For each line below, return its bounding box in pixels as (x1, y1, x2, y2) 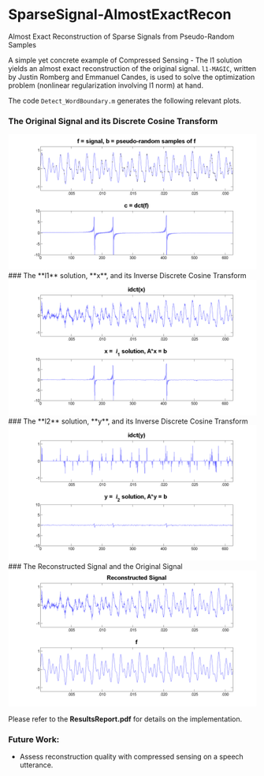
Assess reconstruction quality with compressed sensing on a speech (19, 752, 244, 762)
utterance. (19, 760, 54, 770)
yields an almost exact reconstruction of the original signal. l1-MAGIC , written (8, 63, 257, 73)
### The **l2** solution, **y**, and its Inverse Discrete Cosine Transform (8, 416, 248, 426)
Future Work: (8, 733, 60, 744)
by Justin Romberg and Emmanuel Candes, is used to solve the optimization (8, 72, 255, 81)
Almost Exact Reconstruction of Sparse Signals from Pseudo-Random (8, 32, 235, 41)
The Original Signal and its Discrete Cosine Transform (8, 115, 218, 126)
